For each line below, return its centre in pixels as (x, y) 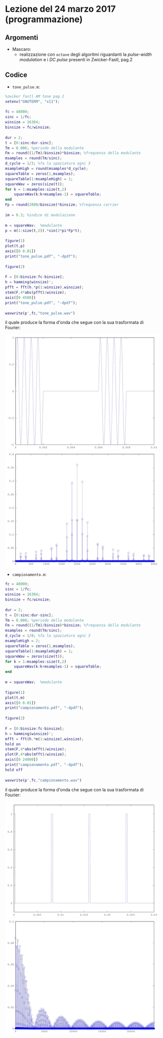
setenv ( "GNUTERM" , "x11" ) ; (32, 101)
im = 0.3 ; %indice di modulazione (40, 215)
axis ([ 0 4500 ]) (20, 298)
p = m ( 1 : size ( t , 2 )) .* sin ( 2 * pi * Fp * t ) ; (43, 231)
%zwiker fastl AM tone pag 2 (35, 96)
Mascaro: (22, 49)
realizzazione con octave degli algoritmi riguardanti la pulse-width (86, 54)
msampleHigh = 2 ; (23, 641)
